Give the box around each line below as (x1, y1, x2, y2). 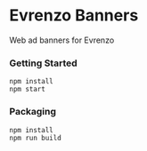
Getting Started (9, 57, 78, 69)
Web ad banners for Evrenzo (9, 35, 115, 45)
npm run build (9, 133, 62, 142)
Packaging (9, 106, 56, 118)
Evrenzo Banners (9, 5, 139, 26)
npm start (9, 85, 46, 94)
